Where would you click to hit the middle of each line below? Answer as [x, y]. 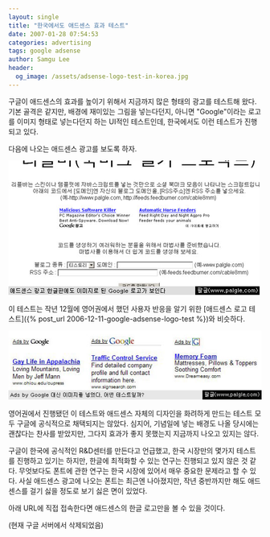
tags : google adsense [45, 51]
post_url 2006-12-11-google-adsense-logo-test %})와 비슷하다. [141, 319]
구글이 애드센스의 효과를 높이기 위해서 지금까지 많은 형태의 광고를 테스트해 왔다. [133, 101]
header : [21, 68]
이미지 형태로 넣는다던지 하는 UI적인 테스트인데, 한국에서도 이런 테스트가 [129, 122]
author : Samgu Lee [39, 60]
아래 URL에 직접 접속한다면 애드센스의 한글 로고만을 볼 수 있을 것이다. [117, 508]
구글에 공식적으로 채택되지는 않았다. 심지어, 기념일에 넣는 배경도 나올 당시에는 [138, 423]
